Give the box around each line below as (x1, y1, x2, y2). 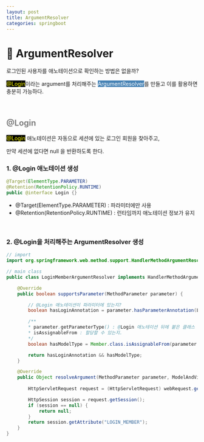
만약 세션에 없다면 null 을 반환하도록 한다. (6, 147, 104, 155)
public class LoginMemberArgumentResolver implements (6, 274, 146, 280)
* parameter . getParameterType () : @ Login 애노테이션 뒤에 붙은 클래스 (28, 324, 195, 331)
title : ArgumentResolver (6, 15, 69, 21)
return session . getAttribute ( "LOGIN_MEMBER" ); (28, 419, 148, 426)
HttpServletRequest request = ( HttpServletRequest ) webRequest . (28, 386, 194, 392)
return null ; (38, 408, 72, 414)
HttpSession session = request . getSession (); (28, 396, 146, 402)
